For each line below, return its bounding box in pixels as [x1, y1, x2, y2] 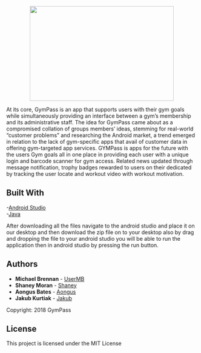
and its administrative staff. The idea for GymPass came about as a [6, 119, 174, 126]
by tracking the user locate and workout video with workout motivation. [6, 170, 184, 177]
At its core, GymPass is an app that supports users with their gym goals [6, 106, 185, 113]
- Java [6, 210, 21, 218]
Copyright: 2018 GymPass [6, 306, 71, 314]
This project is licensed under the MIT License [6, 340, 122, 347]
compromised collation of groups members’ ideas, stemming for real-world [6, 125, 194, 132]
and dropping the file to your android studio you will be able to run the [6, 235, 180, 242]
